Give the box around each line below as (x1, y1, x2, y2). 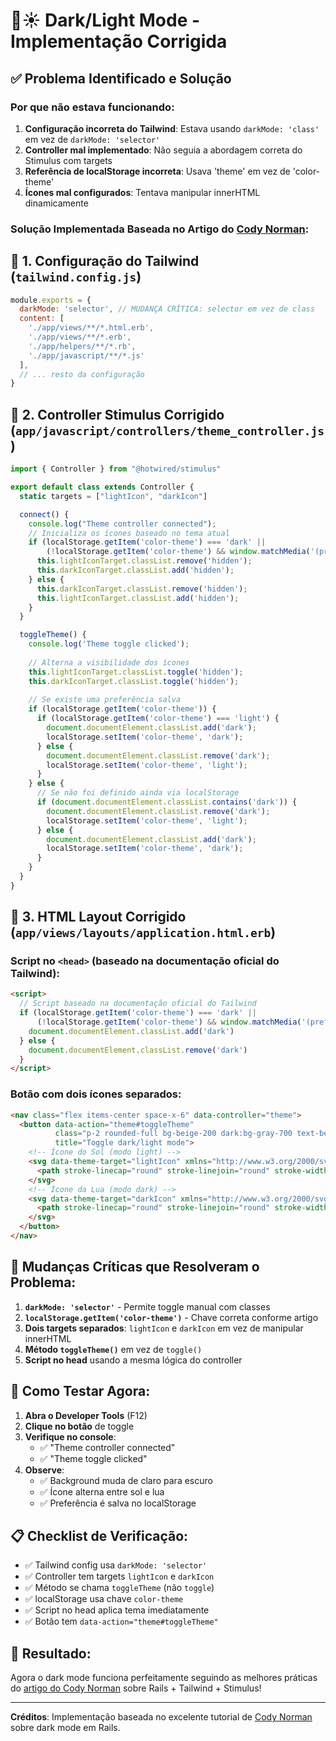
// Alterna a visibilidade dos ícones (28, 657, 190, 668)
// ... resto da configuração (19, 369, 145, 379)
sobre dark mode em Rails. (10, 1722, 121, 1734)
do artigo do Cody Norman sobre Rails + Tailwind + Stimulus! (10, 1682, 262, 1694)
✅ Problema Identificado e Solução (10, 70, 232, 87)
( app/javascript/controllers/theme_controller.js (10, 422, 325, 439)
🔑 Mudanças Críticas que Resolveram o (10, 1259, 260, 1276)
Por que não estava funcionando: (10, 100, 175, 114)
